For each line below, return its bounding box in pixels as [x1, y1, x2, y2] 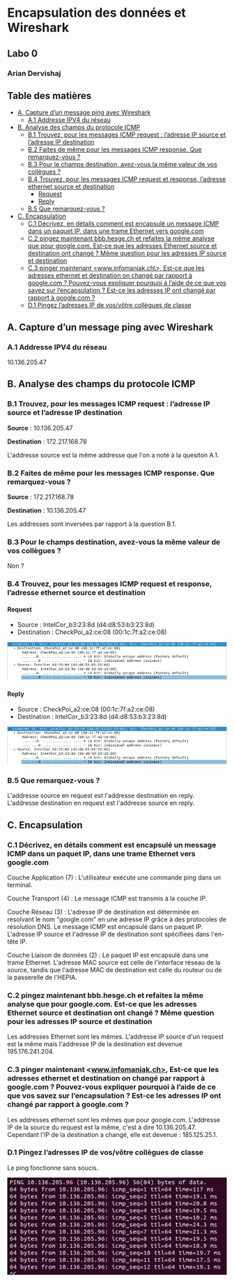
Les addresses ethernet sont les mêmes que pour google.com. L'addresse [7, 1115, 221, 1124]
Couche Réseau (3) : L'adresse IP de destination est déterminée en [7, 907, 199, 916]
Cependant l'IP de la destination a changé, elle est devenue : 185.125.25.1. [7, 1130, 218, 1138]
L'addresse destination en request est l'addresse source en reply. [7, 799, 195, 807]
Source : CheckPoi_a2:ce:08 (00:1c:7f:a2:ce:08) [17, 705, 155, 714]
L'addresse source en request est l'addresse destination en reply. [7, 792, 195, 800]
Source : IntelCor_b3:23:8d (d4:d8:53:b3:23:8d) [17, 621, 155, 629]
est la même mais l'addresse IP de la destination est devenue [7, 1040, 182, 1048]
